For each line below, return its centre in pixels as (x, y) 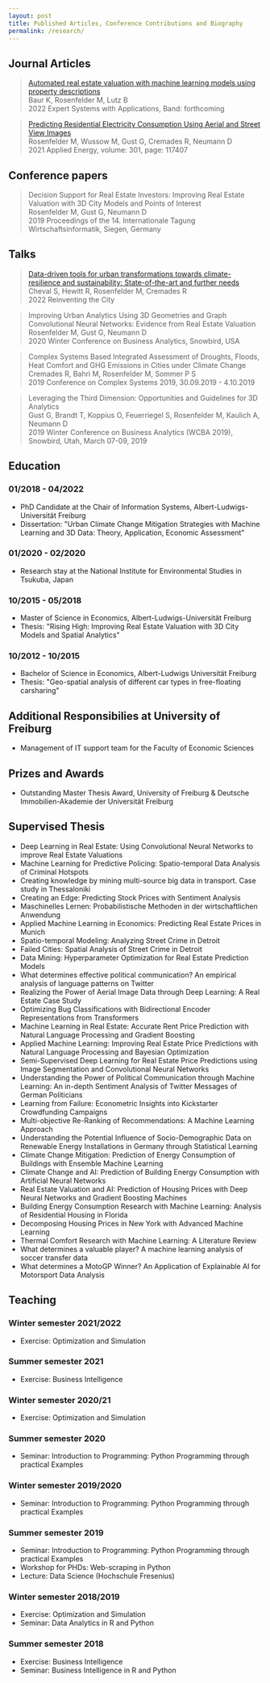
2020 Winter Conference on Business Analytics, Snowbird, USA (134, 340)
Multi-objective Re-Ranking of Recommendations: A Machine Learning (137, 1120)
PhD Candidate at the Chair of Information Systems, (106, 507)
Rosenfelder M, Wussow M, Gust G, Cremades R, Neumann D (130, 141)
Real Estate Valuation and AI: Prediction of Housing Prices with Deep (134, 1189)
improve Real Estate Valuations (71, 854)
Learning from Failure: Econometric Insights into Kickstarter (119, 1103)
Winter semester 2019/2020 (65, 1485)
